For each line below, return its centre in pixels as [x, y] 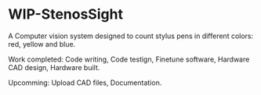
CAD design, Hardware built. [54, 67]
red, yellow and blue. [42, 44]
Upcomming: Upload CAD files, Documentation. [85, 83]
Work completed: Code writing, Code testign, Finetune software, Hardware [129, 59]
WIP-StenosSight [66, 14]
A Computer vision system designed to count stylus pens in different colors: [131, 36]
